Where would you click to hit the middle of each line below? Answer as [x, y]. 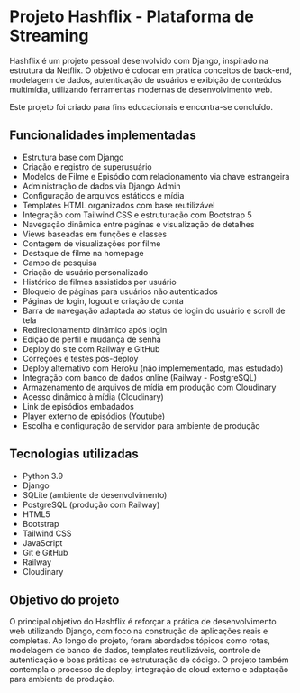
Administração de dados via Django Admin [101, 186]
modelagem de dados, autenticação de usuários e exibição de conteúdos [145, 79]
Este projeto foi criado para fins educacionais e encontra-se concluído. [141, 106]
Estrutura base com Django [73, 157]
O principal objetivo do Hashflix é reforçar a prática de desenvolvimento [143, 622]
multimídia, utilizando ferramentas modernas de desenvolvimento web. [141, 89]
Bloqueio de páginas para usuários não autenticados [120, 291]
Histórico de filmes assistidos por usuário [100, 282]
